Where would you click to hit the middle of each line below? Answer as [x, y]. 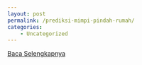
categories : [25, 27]
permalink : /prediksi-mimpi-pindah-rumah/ [71, 20]
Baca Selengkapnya [37, 54]
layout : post [27, 14]
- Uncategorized [44, 34]
